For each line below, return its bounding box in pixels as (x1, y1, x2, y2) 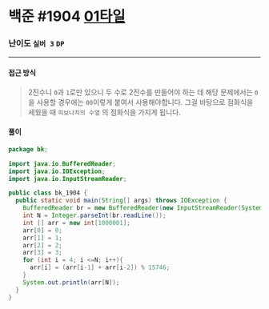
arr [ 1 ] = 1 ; (22, 234, 62, 242)
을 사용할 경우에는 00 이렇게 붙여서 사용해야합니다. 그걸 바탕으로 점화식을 (27, 97, 254, 106)
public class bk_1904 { (8, 189, 88, 197)
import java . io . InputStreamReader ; (8, 175, 127, 183)
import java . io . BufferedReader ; (8, 159, 116, 168)
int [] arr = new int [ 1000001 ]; (22, 219, 130, 227)
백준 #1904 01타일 (8, 7, 126, 26)
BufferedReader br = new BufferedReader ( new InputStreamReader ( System (22, 204, 263, 212)
